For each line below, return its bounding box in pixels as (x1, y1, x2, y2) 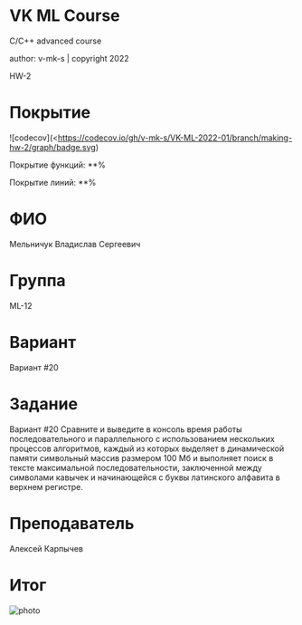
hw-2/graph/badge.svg (9, 141, 97, 152)
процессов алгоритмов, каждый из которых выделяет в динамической (9, 443, 285, 454)
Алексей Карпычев (9, 543, 84, 553)
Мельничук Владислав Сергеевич (9, 238, 141, 249)
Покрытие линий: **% (9, 177, 97, 187)
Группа (9, 271, 66, 291)
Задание (9, 393, 79, 414)
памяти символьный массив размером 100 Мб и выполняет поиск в (9, 452, 274, 463)
